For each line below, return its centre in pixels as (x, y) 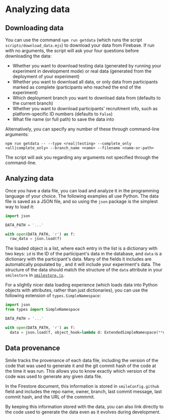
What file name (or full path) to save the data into (63, 119)
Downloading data (34, 28)
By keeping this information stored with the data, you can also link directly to (84, 406)
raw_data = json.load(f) (36, 239)
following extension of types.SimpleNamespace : (53, 296)
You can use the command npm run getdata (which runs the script (74, 40)
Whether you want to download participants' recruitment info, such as (85, 109)
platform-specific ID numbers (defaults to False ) (63, 114)
